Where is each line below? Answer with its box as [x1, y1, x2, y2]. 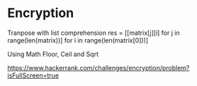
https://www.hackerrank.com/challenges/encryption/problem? [7, 63, 190, 72]
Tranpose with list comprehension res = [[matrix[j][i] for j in [7, 28, 180, 37]
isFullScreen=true [7, 71, 59, 80]
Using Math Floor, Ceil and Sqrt [7, 50, 99, 58]
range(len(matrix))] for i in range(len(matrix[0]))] [7, 36, 149, 44]
